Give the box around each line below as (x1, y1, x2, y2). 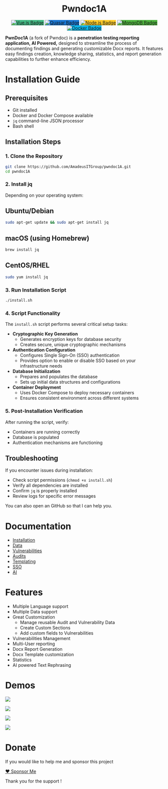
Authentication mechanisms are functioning (12, 440, 103, 446)
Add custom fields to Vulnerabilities (20, 630, 94, 636)
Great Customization (12, 614, 55, 620)
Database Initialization (12, 368, 61, 375)
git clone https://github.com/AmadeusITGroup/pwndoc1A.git (5, 164, 131, 169)
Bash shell (12, 123, 34, 129)
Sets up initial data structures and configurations (20, 379, 121, 385)
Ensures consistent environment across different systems (20, 395, 139, 401)
